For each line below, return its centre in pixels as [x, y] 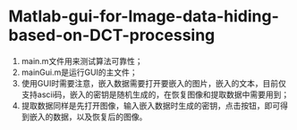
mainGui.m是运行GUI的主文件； [79, 72]
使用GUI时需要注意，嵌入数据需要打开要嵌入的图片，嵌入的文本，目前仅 [154, 83]
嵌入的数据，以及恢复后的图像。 [88, 117]
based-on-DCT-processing [112, 35]
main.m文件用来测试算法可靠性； [82, 61]
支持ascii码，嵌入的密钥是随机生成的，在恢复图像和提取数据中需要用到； [155, 94]
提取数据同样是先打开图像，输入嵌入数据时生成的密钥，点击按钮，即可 [151, 105]
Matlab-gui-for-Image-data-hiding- [144, 16]
